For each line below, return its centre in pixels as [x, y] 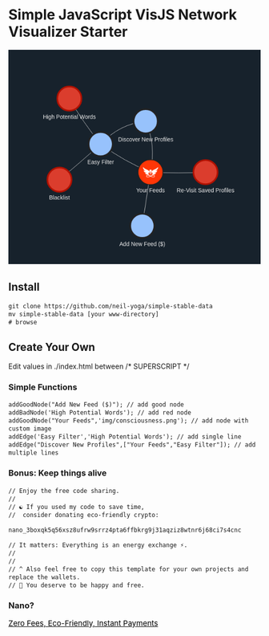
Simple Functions [43, 387]
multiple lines [34, 453]
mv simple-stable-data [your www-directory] [84, 315]
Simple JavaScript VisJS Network [123, 15]
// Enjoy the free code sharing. [64, 491]
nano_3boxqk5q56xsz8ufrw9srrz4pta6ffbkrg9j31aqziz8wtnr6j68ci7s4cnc [125, 530]
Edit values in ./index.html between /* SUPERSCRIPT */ [99, 366]
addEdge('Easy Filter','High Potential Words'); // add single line [125, 437]
